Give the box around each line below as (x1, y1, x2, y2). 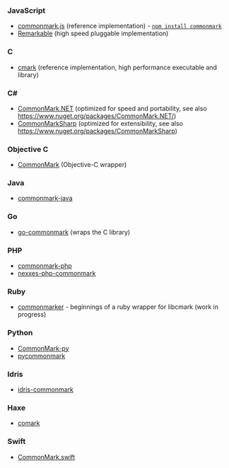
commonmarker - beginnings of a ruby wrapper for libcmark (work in (17, 303, 219, 311)
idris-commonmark (17, 385, 74, 394)
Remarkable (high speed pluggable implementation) (17, 29, 169, 37)
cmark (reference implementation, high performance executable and (17, 63, 218, 71)
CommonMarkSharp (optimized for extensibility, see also (17, 119, 184, 127)
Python (7, 328, 33, 338)
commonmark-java (17, 194, 73, 203)
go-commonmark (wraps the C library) (17, 228, 131, 236)
